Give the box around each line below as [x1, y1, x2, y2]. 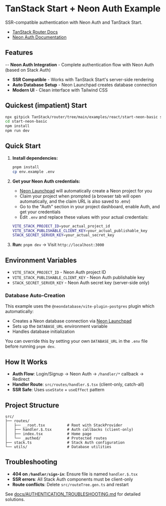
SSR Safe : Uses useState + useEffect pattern [12, 387, 105, 393]
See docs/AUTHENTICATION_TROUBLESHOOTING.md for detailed [5, 491, 141, 497]
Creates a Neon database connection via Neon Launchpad [12, 318, 132, 324]
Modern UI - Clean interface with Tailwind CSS [12, 87, 108, 93]
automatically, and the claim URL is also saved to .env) [19, 198, 131, 204]
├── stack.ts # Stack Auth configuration [5, 440, 125, 445]
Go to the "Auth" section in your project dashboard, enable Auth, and [19, 203, 160, 209]
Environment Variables [5, 256, 77, 265]
